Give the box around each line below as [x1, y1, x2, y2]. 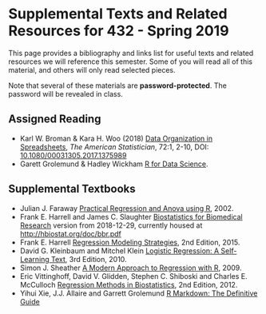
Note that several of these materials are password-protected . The [8, 81, 228, 90]
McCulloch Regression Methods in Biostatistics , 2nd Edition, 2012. [19, 280, 238, 289]
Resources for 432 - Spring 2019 [8, 22, 229, 40]
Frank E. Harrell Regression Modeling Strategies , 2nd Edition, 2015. [19, 237, 240, 247]
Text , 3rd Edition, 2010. [50, 254, 127, 264]
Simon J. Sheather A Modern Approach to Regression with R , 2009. [19, 263, 242, 272]
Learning [19, 254, 50, 264]
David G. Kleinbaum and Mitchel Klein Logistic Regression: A [19, 245, 220, 256]
